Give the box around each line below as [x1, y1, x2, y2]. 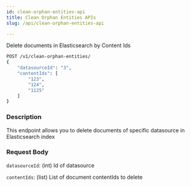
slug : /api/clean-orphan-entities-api [6, 20, 104, 26]
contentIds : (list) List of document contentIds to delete [6, 173, 143, 181]
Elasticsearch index [6, 133, 55, 140]
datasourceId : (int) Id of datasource [6, 161, 95, 169]
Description [6, 113, 42, 121]
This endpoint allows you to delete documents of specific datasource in [6, 126, 185, 133]
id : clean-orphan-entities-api [6, 8, 85, 15]
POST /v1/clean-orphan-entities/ [6, 54, 91, 60]
